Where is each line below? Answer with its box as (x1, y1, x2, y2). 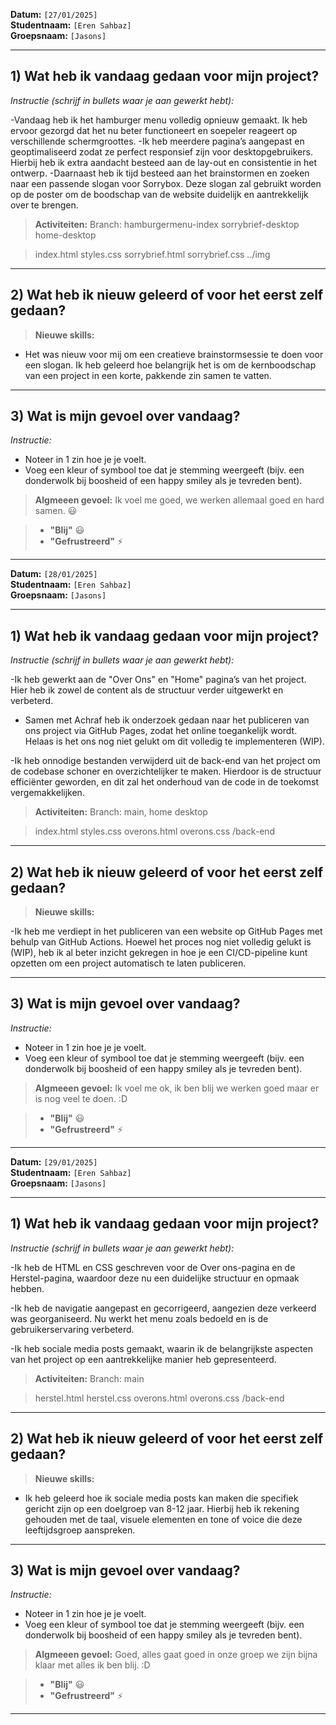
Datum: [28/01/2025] (10, 568, 98, 580)
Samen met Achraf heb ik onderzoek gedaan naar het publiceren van (24, 714, 310, 726)
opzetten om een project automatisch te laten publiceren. (10, 957, 247, 969)
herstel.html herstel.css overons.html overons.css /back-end (34, 1392, 285, 1404)
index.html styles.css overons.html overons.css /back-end (34, 825, 276, 838)
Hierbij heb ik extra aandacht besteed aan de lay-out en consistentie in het (10, 156, 318, 168)
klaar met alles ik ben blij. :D (34, 1659, 151, 1671)
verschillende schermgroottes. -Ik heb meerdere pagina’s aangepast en (10, 135, 305, 147)
